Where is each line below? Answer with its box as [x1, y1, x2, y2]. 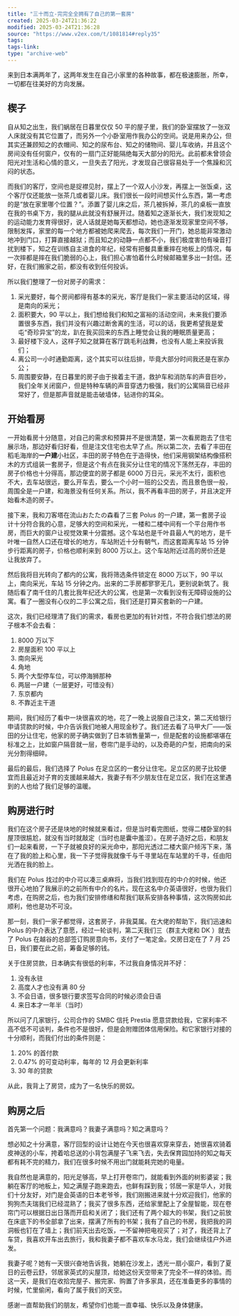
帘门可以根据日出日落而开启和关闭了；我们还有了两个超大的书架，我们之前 [7, 1209, 225, 1217]
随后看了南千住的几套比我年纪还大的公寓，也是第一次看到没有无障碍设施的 [7, 588, 225, 596]
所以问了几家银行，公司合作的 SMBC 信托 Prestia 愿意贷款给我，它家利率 [7, 1016, 222, 1024]
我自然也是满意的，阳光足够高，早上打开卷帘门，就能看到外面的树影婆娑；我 [7, 1173, 232, 1182]
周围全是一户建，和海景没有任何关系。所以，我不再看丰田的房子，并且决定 [7, 487, 225, 495]
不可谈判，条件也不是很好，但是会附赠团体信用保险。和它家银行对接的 [26, 1025, 232, 1034]
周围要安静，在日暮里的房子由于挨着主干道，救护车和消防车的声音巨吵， [17, 372, 230, 381]
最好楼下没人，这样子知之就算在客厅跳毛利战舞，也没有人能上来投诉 [17, 336, 218, 345]
